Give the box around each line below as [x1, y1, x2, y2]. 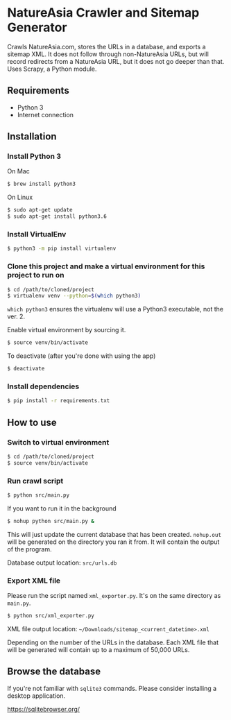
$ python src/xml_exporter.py [7, 612, 95, 619]
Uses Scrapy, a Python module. [7, 65, 97, 73]
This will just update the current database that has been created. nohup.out [7, 530, 222, 538]
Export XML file [7, 576, 61, 585]
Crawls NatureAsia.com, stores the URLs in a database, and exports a [7, 42, 206, 51]
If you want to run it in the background [7, 504, 117, 513]
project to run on [7, 271, 65, 280]
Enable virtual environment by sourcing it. [7, 326, 126, 334]
